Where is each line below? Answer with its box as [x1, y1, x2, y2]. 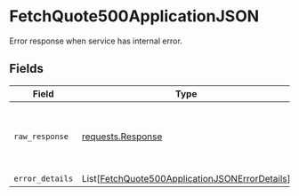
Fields [9, 61, 44, 76]
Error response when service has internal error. [9, 35, 182, 46]
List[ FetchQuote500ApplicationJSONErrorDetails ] [81, 172, 291, 184]
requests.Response [81, 130, 163, 143]
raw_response [13, 131, 69, 141]
